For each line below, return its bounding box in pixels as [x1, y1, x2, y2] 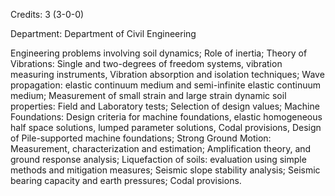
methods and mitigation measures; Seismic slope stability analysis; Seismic [10, 164, 321, 176]
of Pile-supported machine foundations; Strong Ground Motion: [10, 132, 272, 144]
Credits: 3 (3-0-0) [10, 9, 85, 20]
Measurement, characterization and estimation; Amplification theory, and [10, 143, 312, 154]
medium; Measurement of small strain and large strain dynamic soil [10, 90, 287, 101]
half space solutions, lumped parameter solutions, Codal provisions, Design [10, 122, 322, 133]
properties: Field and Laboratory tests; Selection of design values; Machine [10, 100, 320, 112]
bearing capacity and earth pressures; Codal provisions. [10, 175, 242, 186]
